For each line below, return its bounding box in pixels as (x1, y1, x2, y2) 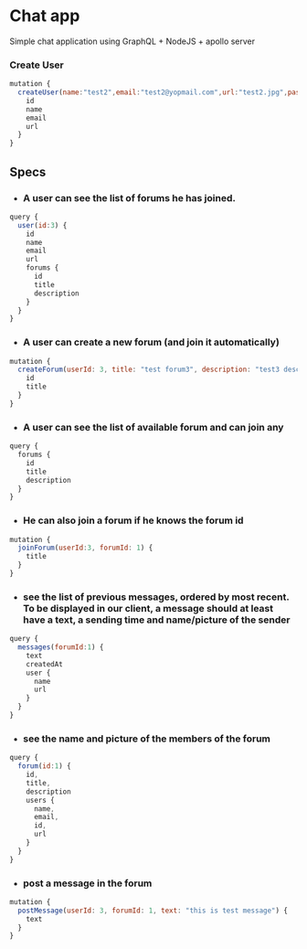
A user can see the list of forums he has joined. (22, 191, 236, 204)
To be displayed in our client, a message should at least (22, 602, 274, 614)
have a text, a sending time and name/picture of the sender (22, 613, 291, 626)
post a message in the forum (22, 877, 153, 890)
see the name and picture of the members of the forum (22, 732, 271, 745)
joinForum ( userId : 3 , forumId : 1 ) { (17, 543, 153, 553)
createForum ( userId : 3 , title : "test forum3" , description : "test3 (17, 365, 281, 375)
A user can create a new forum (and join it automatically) (22, 336, 281, 348)
